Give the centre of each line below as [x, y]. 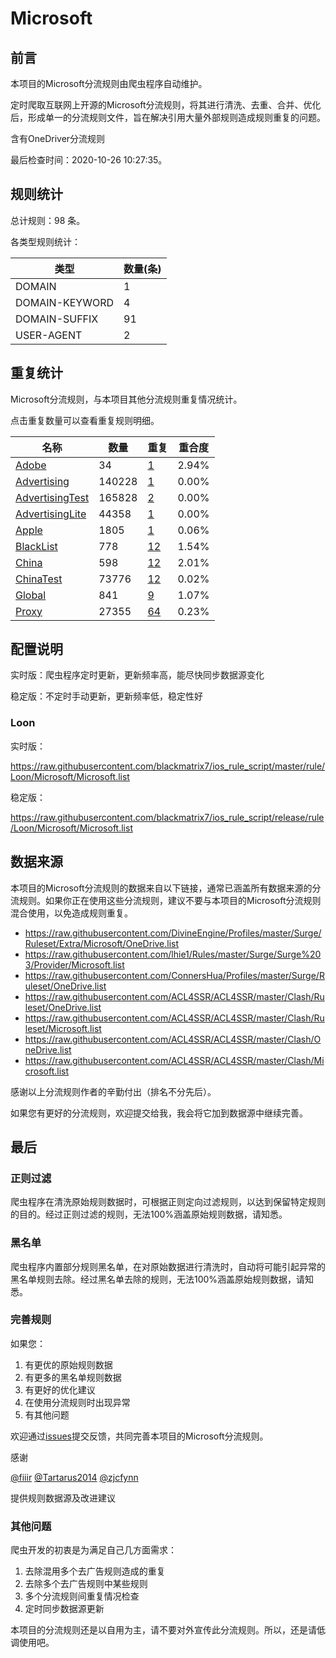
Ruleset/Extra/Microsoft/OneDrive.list [102, 943]
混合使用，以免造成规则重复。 [71, 913]
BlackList [36, 546]
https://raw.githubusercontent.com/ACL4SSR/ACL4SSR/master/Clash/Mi [174, 1060]
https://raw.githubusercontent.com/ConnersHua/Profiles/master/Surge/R [174, 975]
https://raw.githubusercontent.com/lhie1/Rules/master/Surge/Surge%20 [173, 954]
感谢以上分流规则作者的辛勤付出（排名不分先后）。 [113, 1091]
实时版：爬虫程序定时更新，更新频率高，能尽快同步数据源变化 [137, 675]
